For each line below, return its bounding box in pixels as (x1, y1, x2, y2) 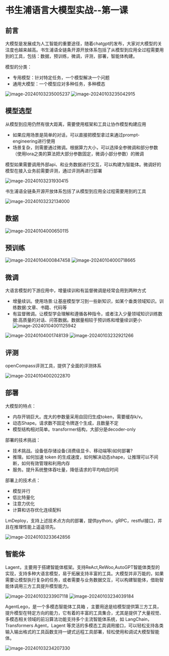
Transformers (5, 622, 34, 628)
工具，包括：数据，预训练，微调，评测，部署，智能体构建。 (14, 53, 137, 59)
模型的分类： (5, 64, 32, 70)
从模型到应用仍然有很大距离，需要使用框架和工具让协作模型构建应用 (5, 121, 146, 127)
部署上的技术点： (5, 477, 41, 483)
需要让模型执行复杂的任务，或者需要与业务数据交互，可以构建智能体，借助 (5, 576, 159, 582)
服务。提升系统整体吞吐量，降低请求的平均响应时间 (12, 467, 119, 473)
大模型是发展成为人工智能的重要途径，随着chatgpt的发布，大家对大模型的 (5, 41, 158, 46)
